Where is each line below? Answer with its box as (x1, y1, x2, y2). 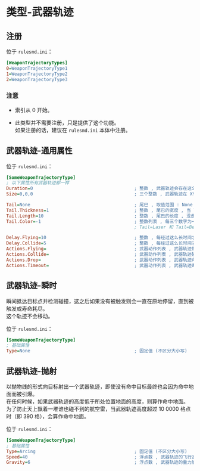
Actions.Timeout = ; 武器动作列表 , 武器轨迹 (6, 262, 192, 268)
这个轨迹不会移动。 (6, 312, 54, 320)
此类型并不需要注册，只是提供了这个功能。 (14, 119, 120, 126)
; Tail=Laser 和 (133, 224, 174, 230)
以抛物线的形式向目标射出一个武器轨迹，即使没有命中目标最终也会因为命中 (6, 383, 189, 390)
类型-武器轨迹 (6, 5, 74, 19)
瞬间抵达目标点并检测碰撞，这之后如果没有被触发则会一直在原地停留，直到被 (6, 298, 194, 305)
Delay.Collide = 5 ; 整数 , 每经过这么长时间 (6, 240, 192, 246)
